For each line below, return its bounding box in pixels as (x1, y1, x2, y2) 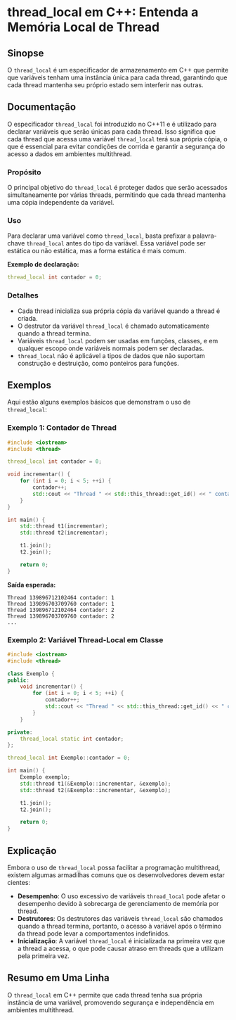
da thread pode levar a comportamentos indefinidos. (17, 929, 170, 938)
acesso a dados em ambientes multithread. (7, 149, 132, 158)
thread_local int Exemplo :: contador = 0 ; (7, 754, 131, 762)
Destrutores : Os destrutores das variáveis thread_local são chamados (17, 914, 223, 923)
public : (7, 677, 30, 684)
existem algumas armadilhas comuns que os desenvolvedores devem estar (7, 871, 225, 879)
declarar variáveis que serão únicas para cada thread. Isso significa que (7, 127, 216, 136)
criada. (17, 314, 38, 322)
